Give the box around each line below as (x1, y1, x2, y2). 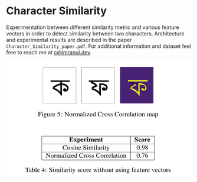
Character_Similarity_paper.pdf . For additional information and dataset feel (6, 43, 192, 50)
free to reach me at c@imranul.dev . (6, 48, 92, 56)
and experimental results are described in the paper (6, 36, 132, 43)
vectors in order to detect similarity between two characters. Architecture (6, 30, 185, 37)
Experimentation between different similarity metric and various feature (6, 24, 180, 31)
